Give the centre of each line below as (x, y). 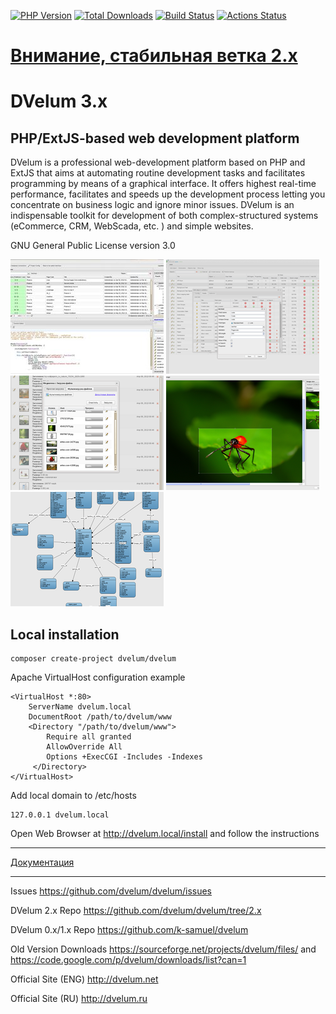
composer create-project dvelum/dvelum (93, 659)
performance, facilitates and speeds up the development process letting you (168, 194)
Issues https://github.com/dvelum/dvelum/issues (111, 891)
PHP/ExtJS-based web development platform (155, 138)
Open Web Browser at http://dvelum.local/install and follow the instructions (165, 833)
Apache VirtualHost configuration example (98, 677)
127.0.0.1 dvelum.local (60, 815)
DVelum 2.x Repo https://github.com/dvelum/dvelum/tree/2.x (136, 910)
